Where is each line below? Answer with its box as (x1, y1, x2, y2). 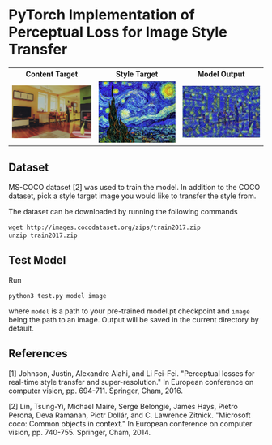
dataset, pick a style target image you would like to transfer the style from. (8, 191, 257, 201)
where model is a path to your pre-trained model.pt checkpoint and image (8, 306, 250, 316)
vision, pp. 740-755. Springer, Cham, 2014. (8, 427, 151, 437)
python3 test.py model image (8, 292, 107, 300)
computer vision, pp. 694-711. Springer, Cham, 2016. (8, 386, 184, 395)
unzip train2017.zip (8, 231, 79, 240)
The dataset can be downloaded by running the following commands (8, 206, 238, 216)
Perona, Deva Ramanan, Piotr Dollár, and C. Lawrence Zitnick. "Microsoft (8, 410, 251, 420)
